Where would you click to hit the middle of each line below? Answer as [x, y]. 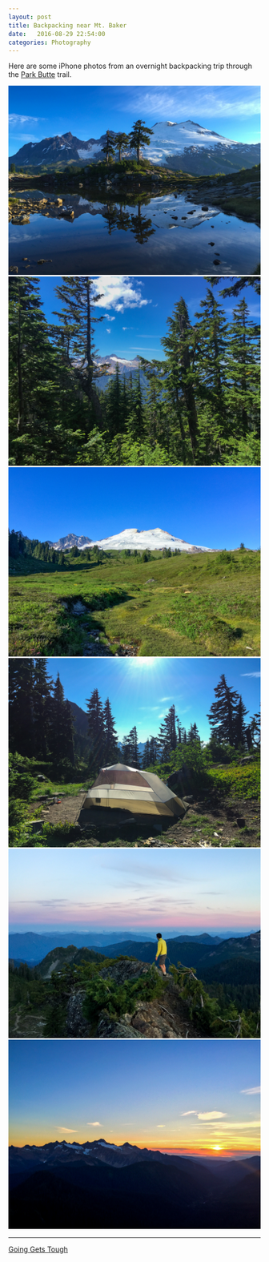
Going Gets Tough [38, 1249]
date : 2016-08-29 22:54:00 [57, 34]
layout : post [30, 17]
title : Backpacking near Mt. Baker [68, 25]
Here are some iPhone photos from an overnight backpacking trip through [130, 66]
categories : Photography [50, 42]
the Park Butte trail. [40, 75]
